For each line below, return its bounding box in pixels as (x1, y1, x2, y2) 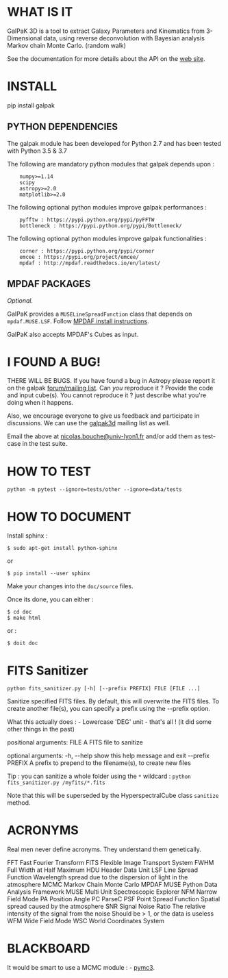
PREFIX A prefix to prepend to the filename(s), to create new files (7, 759, 192, 767)
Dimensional (7, 34, 42, 42)
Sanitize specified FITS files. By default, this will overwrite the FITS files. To (7, 697, 220, 705)
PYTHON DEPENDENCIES (7, 121, 118, 133)
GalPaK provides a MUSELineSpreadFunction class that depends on (7, 310, 192, 318)
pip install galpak (7, 101, 55, 110)
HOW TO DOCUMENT (7, 509, 131, 525)
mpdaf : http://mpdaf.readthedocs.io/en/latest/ (19, 260, 161, 266)
